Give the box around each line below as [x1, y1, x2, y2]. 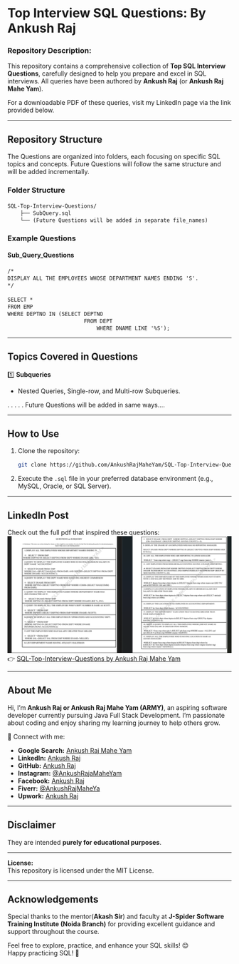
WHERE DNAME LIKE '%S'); [96, 325, 171, 332]
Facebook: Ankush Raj [17, 776, 85, 785]
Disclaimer [7, 819, 56, 831]
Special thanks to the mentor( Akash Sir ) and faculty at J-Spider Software [7, 912, 225, 921]
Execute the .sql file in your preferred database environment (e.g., [17, 475, 213, 483]
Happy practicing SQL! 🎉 [7, 949, 80, 958]
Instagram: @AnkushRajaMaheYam [17, 768, 122, 777]
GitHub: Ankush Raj [17, 761, 76, 770]
